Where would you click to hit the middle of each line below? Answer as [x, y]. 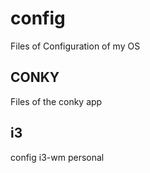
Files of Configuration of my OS [75, 46]
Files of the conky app [56, 101]
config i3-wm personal [57, 157]
